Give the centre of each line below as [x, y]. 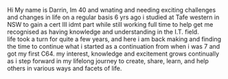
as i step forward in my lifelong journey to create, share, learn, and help [108, 61]
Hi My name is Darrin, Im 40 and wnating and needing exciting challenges [112, 10]
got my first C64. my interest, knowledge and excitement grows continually [113, 54]
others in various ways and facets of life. [65, 68]
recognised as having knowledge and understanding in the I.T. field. [103, 32]
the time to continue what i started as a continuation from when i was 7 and [114, 46]
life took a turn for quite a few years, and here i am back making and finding [114, 39]
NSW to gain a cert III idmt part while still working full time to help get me [110, 24]
